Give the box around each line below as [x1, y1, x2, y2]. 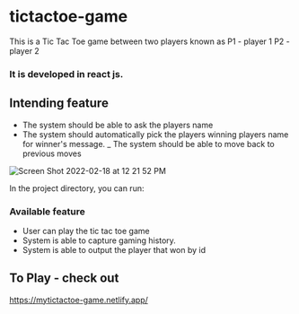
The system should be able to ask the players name [22, 119, 214, 130]
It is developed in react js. [9, 67, 124, 80]
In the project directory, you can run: [9, 182, 145, 194]
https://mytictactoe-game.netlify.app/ [9, 294, 148, 305]
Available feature [9, 205, 85, 217]
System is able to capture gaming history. [22, 235, 177, 246]
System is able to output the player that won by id [22, 244, 207, 255]
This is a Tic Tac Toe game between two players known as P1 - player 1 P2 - [9, 36, 290, 47]
